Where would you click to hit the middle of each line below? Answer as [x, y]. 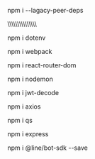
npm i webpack [30, 51]
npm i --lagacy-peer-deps [45, 10]
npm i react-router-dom [42, 65]
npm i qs [20, 120]
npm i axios [24, 106]
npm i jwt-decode [33, 93]
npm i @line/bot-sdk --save [48, 148]
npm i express [28, 134]
